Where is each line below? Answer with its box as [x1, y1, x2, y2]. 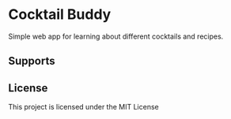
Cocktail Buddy [8, 6, 112, 24]
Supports [8, 54, 55, 68]
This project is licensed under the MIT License [8, 102, 160, 112]
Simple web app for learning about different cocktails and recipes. [8, 32, 224, 41]
